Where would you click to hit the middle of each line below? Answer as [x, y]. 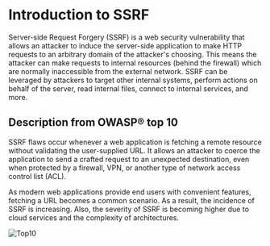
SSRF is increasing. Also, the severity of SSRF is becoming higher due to [129, 209]
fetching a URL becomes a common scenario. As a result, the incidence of [132, 200]
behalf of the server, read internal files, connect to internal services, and [128, 88]
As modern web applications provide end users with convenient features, [130, 192]
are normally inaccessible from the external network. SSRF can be [118, 71]
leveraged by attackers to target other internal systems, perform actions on [133, 80]
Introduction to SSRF [79, 15]
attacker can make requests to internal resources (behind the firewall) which [135, 63]
